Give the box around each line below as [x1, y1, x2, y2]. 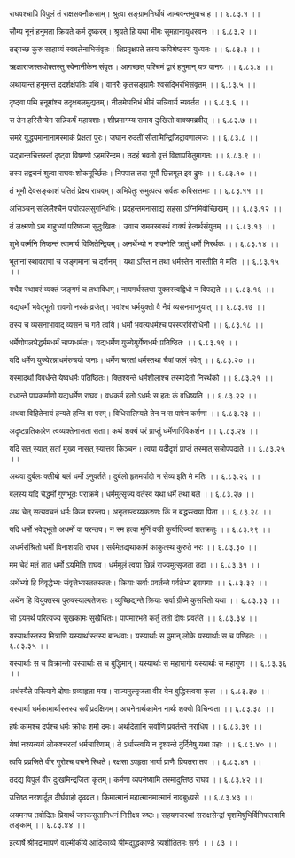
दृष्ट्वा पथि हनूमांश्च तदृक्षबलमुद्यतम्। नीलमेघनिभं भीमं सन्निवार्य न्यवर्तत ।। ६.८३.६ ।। [9, 97, 250, 107]
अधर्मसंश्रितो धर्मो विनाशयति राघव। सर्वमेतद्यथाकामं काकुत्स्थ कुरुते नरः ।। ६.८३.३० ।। [9, 542, 258, 553]
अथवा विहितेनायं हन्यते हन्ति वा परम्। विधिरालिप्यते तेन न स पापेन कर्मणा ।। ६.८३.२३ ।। [9, 408, 261, 418]
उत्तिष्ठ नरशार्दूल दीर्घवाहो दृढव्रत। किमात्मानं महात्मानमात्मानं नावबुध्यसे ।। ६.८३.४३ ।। [9, 792, 254, 802]
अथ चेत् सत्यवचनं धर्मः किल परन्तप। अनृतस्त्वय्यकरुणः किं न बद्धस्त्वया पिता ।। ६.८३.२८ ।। [9, 506, 272, 517]
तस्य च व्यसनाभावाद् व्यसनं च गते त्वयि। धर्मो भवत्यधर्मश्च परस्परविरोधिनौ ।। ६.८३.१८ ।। [9, 320, 264, 329]
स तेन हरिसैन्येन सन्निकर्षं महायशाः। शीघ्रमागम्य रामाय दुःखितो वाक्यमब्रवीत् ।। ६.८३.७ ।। [9, 115, 258, 125]
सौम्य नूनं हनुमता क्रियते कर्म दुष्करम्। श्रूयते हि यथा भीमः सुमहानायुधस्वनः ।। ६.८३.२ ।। [9, 27, 258, 36]
